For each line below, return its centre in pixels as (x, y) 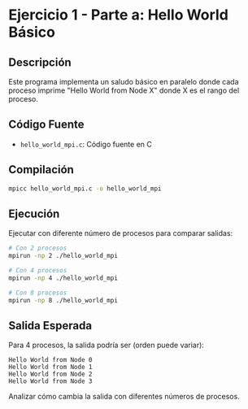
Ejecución (34, 213)
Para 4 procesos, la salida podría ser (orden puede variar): (107, 345)
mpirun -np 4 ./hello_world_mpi (63, 278)
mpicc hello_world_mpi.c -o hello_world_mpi (85, 189)
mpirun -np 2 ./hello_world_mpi (63, 256)
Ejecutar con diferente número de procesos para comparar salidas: (121, 233)
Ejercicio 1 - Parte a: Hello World (119, 15)
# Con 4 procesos (38, 271)
